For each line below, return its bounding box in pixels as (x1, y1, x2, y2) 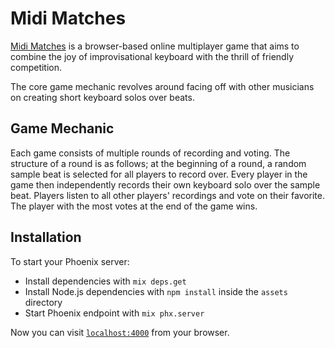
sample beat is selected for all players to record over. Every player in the (10, 168, 308, 180)
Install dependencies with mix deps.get (24, 275, 187, 287)
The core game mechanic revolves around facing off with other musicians (10, 80, 315, 92)
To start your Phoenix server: (10, 255, 130, 267)
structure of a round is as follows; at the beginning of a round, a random (10, 157, 307, 169)
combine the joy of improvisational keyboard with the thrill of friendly (10, 50, 295, 62)
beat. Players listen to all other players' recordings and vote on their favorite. (10, 189, 325, 201)
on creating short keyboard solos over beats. (10, 91, 195, 103)
